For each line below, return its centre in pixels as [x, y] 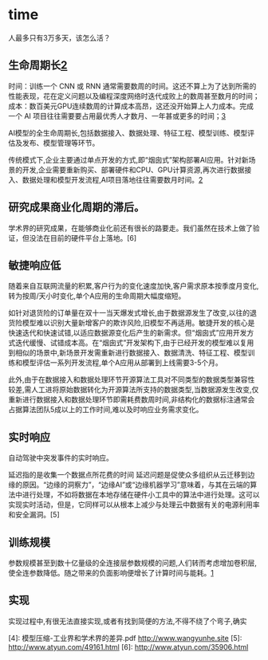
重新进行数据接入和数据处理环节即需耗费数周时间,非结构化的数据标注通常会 [132, 399]
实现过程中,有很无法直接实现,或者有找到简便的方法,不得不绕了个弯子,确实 [128, 621]
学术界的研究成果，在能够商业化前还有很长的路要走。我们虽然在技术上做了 [130, 228]
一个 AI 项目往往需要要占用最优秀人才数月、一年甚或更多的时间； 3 [117, 116]
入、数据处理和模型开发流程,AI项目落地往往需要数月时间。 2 [106, 179]
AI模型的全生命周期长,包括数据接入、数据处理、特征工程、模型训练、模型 [128, 132]
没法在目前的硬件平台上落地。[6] [83, 238]
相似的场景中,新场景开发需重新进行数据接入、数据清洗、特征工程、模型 [132, 353]
